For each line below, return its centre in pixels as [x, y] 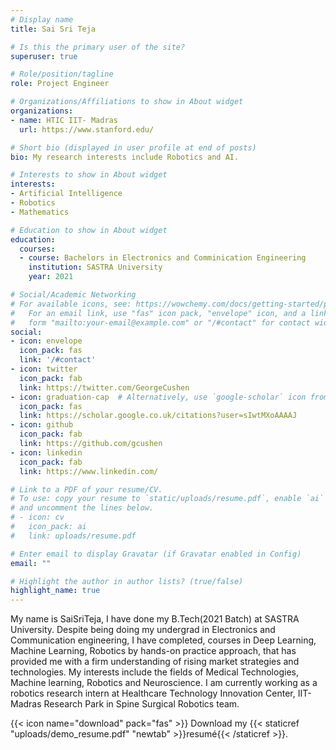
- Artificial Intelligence [66, 194]
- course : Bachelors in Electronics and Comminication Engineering [163, 258]
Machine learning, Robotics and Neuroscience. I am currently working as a [164, 683]
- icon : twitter [44, 369]
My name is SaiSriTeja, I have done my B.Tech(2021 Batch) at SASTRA [155, 619]
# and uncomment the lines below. [82, 508]
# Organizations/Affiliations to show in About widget [127, 102]
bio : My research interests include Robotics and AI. [125, 157]
